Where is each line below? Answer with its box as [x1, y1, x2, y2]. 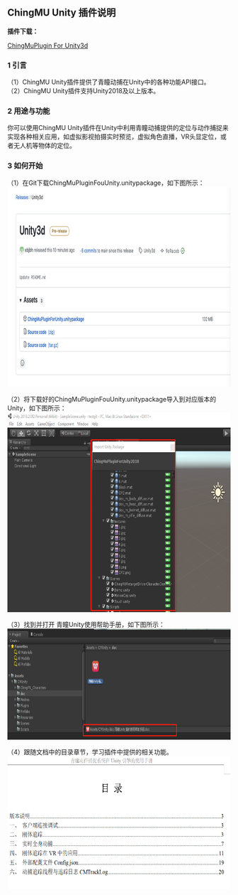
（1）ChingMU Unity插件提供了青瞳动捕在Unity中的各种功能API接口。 [7, 77, 210, 87]
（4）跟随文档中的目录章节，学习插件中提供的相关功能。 [7, 747, 174, 756]
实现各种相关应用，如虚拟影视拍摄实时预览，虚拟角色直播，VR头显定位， [7, 132, 221, 141]
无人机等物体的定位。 [13, 141, 76, 150]
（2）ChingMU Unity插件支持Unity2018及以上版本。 [7, 87, 160, 95]
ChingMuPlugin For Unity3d [7, 41, 89, 50]
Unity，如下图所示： [7, 404, 67, 412]
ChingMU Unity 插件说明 [7, 6, 116, 19]
